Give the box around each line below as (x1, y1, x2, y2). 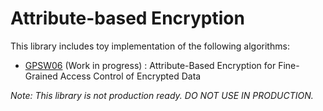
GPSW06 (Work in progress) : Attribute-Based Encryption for (24, 59, 277, 71)
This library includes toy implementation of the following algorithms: (10, 40, 290, 52)
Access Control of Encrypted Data (59, 70, 202, 82)
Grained (24, 70, 58, 82)
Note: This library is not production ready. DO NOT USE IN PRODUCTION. (10, 89, 314, 101)
